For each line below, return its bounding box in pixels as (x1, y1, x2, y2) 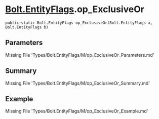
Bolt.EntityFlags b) (5, 24, 49, 30)
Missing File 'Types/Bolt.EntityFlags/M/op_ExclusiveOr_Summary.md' (5, 80, 150, 86)
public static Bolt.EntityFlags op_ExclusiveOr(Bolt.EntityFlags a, (5, 20, 153, 25)
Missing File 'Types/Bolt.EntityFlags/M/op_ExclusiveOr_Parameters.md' (5, 52, 154, 58)
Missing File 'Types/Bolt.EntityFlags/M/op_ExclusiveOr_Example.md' (5, 108, 148, 114)
